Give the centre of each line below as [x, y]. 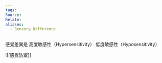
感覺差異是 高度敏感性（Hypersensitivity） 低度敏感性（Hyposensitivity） [83, 45]
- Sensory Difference [33, 29]
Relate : [14, 19]
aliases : [15, 24]
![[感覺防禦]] [18, 55]
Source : [14, 15]
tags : [11, 10]
